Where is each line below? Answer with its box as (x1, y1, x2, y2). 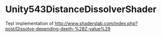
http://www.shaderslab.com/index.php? (55, 20, 138, 26)
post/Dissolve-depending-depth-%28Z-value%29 (5, 25, 111, 31)
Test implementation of (5, 20, 54, 26)
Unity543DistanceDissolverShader (5, 4, 157, 15)
